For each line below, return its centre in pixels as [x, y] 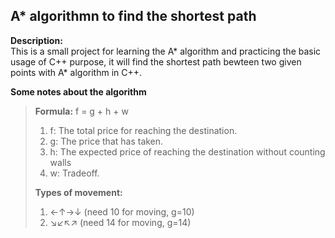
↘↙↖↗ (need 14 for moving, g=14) [120, 222]
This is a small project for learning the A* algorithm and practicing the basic [166, 51]
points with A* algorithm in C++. [76, 72]
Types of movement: [78, 192]
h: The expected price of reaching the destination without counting [187, 151]
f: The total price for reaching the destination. [143, 130]
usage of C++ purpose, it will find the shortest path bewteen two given [156, 61]
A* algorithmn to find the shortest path [133, 16]
